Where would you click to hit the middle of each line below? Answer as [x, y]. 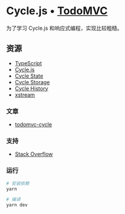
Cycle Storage [32, 82]
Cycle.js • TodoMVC [57, 11]
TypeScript [28, 63]
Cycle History [32, 88]
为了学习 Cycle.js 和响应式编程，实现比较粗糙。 [65, 28]
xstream [25, 95]
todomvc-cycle [33, 124]
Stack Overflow [34, 154]
